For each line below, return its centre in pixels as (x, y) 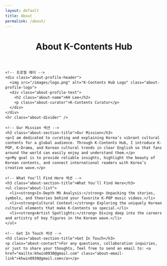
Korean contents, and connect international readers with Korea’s (76, 162)
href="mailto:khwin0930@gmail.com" (42, 253)
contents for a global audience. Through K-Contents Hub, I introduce (80, 142)
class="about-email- (102, 253)
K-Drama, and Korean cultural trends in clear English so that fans (89, 147)
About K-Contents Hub (84, 46)
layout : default (22, 10)
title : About (19, 16)
